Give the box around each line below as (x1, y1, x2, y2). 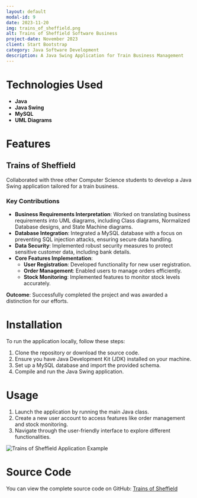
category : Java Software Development (6, 47, 99, 53)
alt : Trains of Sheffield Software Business (6, 31, 118, 37)
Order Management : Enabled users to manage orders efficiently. (23, 267, 182, 274)
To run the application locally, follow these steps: (6, 337, 125, 344)
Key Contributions (6, 197, 60, 206)
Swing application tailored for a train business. (6, 183, 120, 190)
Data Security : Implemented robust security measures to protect (14, 242, 173, 249)
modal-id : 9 (6, 14, 35, 20)
